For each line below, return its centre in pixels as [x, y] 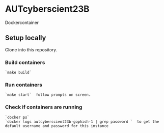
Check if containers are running [44, 107]
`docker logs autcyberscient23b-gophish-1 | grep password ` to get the [82, 122]
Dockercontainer [22, 22]
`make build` [18, 73]
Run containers [24, 85]
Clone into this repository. [31, 49]
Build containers [25, 62]
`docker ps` [17, 117]
